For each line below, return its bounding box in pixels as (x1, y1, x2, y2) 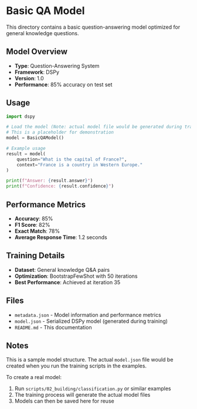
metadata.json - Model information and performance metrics (14, 311, 161, 318)
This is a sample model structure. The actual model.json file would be (6, 356, 174, 363)
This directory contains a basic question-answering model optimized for (6, 23, 181, 30)
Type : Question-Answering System (14, 62, 100, 69)
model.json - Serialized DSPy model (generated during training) (14, 318, 168, 325)
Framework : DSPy (14, 69, 60, 76)
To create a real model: (6, 374, 62, 381)
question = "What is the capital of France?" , (16, 156, 127, 162)
